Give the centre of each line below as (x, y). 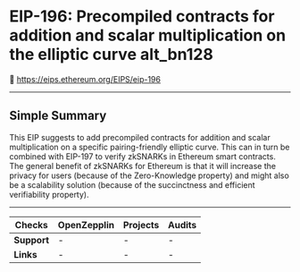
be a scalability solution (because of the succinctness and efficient (133, 184)
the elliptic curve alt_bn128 (112, 55)
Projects (141, 225)
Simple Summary (58, 116)
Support (32, 240)
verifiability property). (49, 194)
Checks (32, 225)
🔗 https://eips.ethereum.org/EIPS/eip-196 (85, 79)
